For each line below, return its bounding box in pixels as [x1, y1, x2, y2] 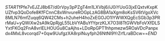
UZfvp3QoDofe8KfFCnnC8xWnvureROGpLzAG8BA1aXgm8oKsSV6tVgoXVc [5, 9, 159, 15]
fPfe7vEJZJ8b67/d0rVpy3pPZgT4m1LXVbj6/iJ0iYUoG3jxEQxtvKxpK [19, 4, 158, 10]
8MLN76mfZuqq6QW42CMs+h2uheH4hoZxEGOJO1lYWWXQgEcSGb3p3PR [5, 15, 161, 20]
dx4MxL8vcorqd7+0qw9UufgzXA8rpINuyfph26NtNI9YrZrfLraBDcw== [5, 31, 148, 36]
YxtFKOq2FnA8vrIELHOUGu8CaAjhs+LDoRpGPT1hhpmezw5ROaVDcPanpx [5, 25, 159, 31]
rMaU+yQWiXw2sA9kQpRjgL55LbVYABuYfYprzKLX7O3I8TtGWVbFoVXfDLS [5, 20, 160, 26]
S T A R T [5, 4, 19, 10]
